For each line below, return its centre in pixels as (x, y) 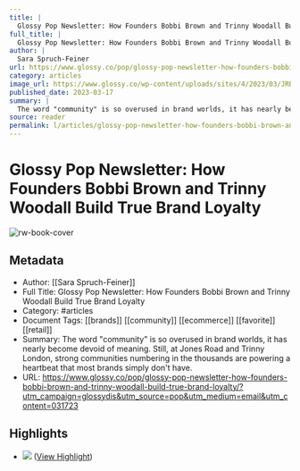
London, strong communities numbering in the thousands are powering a (156, 357)
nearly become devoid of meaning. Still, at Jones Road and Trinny (143, 349)
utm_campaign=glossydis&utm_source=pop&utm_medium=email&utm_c (155, 396)
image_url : (29, 84)
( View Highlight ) (63, 456)
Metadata (37, 261)
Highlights (39, 434)
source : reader (37, 117)
